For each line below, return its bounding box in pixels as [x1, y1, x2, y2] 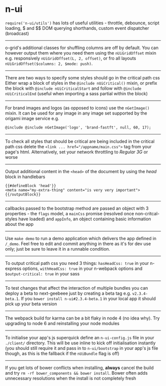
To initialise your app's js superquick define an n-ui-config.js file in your [5, 334, 155, 340]
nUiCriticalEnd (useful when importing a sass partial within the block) [5, 90, 148, 96]
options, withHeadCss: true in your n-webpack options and [22, 265, 143, 271]
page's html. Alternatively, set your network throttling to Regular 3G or [5, 149, 148, 155]
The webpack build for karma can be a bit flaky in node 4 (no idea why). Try [5, 315, 160, 321]
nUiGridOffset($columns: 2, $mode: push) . [5, 61, 93, 66]
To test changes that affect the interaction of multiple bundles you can [5, 285, 148, 291]
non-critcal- [135, 210, 160, 216]
